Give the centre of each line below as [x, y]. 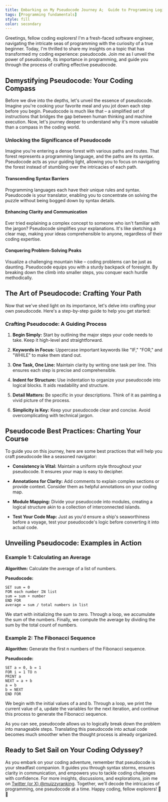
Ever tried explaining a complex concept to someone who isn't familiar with [82, 223]
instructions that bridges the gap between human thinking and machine [79, 116]
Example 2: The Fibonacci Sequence [50, 638]
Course [17, 439]
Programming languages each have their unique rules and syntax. [73, 190]
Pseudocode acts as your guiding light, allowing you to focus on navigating [82, 162]
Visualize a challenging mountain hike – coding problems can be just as [78, 261]
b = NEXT [14, 690]
